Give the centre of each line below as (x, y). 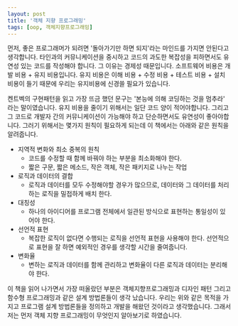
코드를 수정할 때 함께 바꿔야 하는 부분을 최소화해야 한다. (105, 158)
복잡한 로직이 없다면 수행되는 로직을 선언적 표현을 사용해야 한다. (116, 238)
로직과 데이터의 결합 (45, 176)
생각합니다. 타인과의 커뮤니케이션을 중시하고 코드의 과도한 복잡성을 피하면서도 (115, 57)
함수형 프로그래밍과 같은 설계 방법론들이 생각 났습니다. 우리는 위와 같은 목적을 (114, 298)
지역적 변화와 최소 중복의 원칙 (58, 149)
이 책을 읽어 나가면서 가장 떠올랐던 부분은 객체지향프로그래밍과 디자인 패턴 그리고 (119, 289)
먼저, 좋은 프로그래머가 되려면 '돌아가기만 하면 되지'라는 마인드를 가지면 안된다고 (118, 48)
